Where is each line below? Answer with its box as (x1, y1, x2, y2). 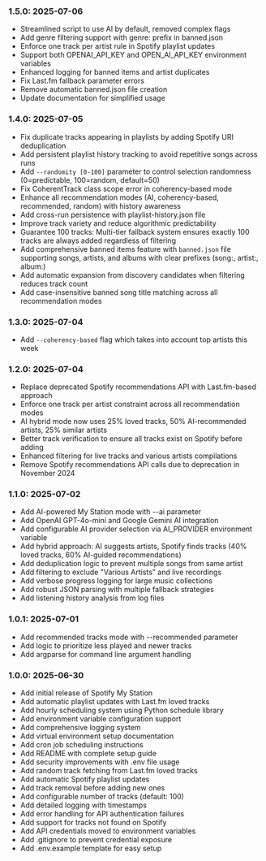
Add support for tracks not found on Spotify (19, 818, 167, 828)
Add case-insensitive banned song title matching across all (19, 287, 218, 297)
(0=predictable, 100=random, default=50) (19, 175, 161, 184)
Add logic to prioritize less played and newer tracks (19, 640, 192, 651)
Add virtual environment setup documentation (19, 731, 174, 741)
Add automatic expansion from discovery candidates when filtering (19, 270, 245, 279)
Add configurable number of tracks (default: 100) (19, 792, 185, 802)
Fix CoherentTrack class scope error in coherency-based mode (19, 184, 233, 193)
